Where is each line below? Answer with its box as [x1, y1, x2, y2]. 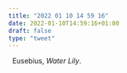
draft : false [8, 26, 52, 34]
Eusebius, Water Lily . [11, 56, 81, 66]
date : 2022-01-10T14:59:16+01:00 [8, 19, 120, 27]
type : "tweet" [8, 34, 56, 43]
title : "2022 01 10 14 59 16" [8, 11, 109, 20]
